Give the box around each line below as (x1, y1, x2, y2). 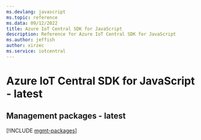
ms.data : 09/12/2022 (6, 20, 58, 26)
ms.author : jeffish (6, 37, 55, 43)
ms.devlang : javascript (6, 8, 66, 15)
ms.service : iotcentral (6, 48, 66, 54)
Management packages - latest (6, 111, 126, 121)
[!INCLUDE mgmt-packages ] (6, 127, 77, 134)
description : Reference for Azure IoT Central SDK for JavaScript (6, 31, 176, 37)
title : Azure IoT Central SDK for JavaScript (6, 25, 122, 32)
